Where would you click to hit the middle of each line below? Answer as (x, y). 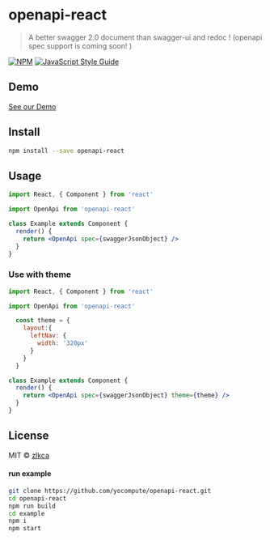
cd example (27, 513)
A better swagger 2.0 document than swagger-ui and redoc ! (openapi (145, 37)
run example (30, 474)
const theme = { (43, 321)
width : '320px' (63, 343)
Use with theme (40, 274)
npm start (25, 529)
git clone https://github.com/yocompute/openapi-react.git (110, 491)
